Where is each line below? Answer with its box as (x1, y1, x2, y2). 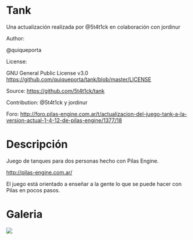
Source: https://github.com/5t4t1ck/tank (6, 87, 105, 94)
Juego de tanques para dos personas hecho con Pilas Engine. (6, 157, 160, 164)
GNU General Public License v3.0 (6, 69, 88, 76)
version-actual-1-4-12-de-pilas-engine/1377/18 (6, 117, 122, 124)
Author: (6, 35, 25, 42)
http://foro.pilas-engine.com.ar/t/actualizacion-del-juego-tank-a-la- (20, 110, 187, 117)
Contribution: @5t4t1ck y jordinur (6, 99, 88, 106)
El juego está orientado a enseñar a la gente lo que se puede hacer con (6, 180, 182, 188)
